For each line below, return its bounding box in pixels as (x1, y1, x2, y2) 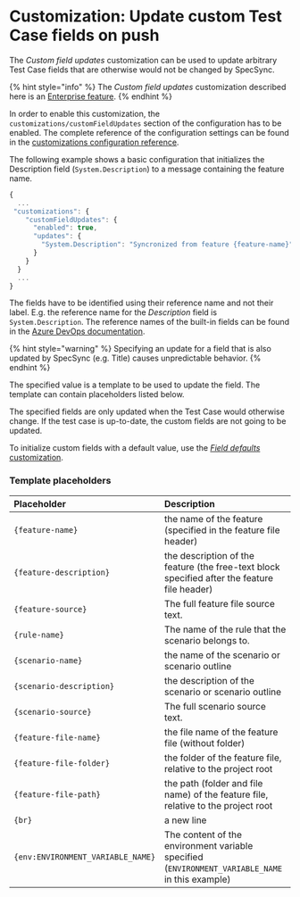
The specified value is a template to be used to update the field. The (9, 379, 261, 390)
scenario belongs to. (163, 634, 250, 646)
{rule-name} (13, 629, 65, 640)
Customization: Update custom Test (9, 6, 283, 27)
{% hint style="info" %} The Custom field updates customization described (9, 81, 287, 92)
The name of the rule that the (163, 623, 287, 635)
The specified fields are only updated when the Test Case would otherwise (9, 406, 286, 417)
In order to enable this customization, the (9, 108, 161, 119)
